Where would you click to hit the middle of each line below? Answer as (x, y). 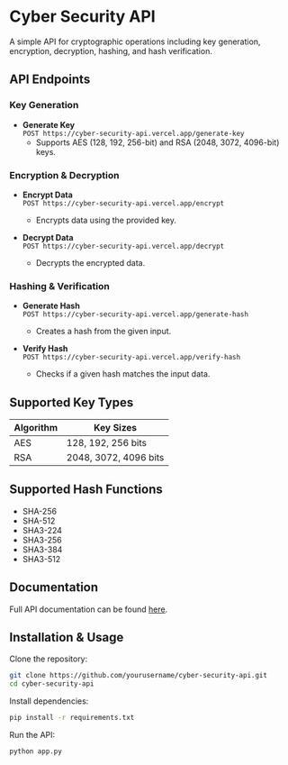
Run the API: (32, 735)
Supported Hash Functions (86, 490)
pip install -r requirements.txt (72, 718)
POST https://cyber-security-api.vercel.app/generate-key (133, 133)
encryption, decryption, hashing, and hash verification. (111, 50)
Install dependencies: (49, 701)
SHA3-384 (42, 549)
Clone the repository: (49, 659)
